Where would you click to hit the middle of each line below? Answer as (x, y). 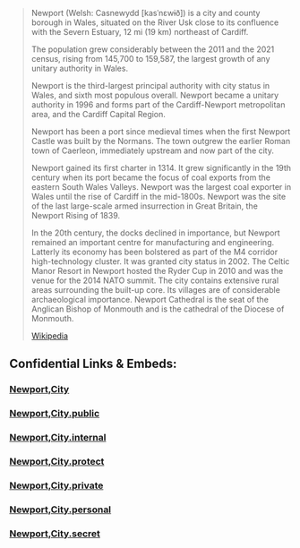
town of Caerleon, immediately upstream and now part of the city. (153, 150)
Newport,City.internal (58, 438)
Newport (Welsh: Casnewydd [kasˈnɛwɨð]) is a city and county (146, 13)
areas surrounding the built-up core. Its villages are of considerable (155, 290)
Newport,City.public (55, 414)
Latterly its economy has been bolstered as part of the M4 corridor (154, 252)
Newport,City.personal (60, 509)
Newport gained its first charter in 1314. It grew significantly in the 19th (161, 168)
